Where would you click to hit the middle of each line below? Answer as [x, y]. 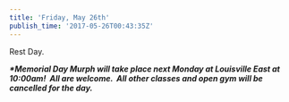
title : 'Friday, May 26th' [59, 17]
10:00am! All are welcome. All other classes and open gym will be [136, 78]
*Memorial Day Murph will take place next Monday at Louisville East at [144, 69]
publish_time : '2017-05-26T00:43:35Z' [81, 26]
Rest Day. [27, 51]
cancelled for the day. [51, 88]
